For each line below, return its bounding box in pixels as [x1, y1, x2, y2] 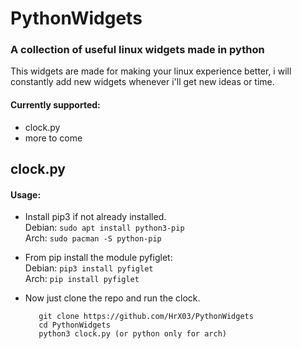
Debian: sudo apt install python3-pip [24, 222, 185, 234]
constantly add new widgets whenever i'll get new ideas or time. [10, 76, 275, 88]
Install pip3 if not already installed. [24, 211, 167, 223]
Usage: [10, 188, 42, 201]
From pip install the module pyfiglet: [24, 252, 173, 264]
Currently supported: [10, 99, 101, 111]
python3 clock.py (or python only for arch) [38, 329, 227, 339]
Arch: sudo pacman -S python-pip [24, 232, 162, 244]
